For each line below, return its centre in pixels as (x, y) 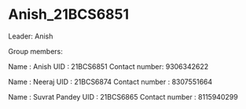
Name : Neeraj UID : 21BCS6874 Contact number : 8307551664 (110, 82)
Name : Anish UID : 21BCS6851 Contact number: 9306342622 (108, 66)
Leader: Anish (31, 36)
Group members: (35, 51)
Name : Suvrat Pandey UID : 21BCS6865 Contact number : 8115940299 (123, 96)
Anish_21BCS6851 (69, 15)
